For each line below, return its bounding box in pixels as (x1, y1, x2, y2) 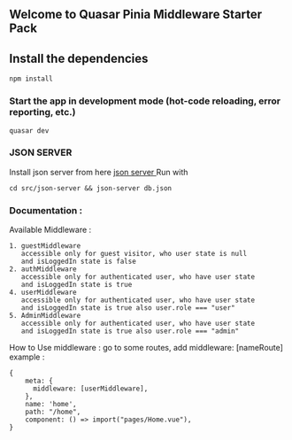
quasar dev (9, 126, 50, 135)
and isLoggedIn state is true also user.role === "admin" (20, 327, 240, 336)
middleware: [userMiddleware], (32, 384, 149, 393)
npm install (9, 74, 53, 83)
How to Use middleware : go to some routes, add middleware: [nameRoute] (9, 343, 283, 353)
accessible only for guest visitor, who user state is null (20, 250, 248, 259)
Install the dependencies (9, 50, 149, 66)
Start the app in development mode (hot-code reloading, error (9, 95, 281, 107)
